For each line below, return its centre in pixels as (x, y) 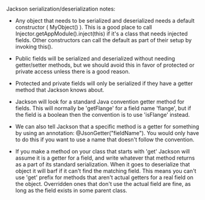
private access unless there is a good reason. (73, 72)
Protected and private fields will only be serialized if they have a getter (104, 83)
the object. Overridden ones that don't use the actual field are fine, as (103, 184)
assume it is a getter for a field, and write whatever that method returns (105, 158)
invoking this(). (34, 46)
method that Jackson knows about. (60, 90)
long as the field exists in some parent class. (71, 190)
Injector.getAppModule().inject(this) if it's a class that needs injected (101, 34)
